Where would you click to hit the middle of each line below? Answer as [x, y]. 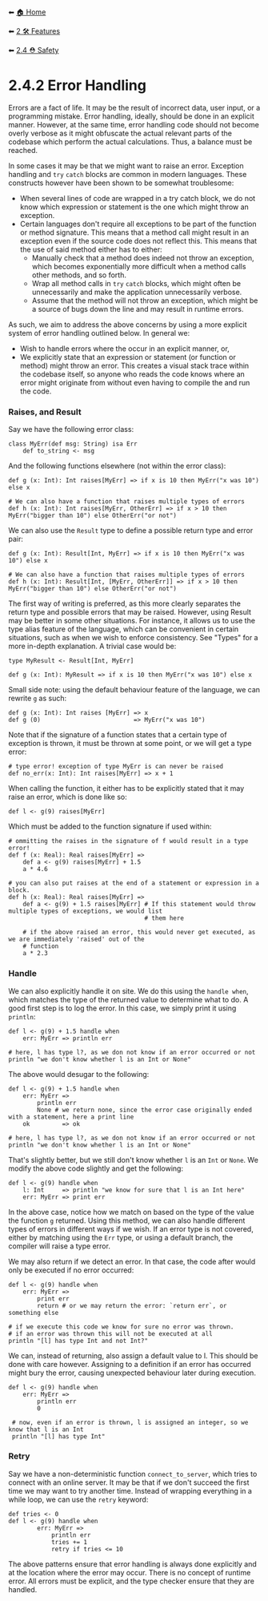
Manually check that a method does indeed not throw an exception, [143, 258]
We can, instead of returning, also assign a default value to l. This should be [133, 1355]
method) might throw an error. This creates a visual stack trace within [134, 365]
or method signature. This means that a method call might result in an [134, 232]
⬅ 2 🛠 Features [34, 31]
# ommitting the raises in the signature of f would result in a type [128, 841]
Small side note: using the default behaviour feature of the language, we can [134, 690]
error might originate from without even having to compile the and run [135, 382]
